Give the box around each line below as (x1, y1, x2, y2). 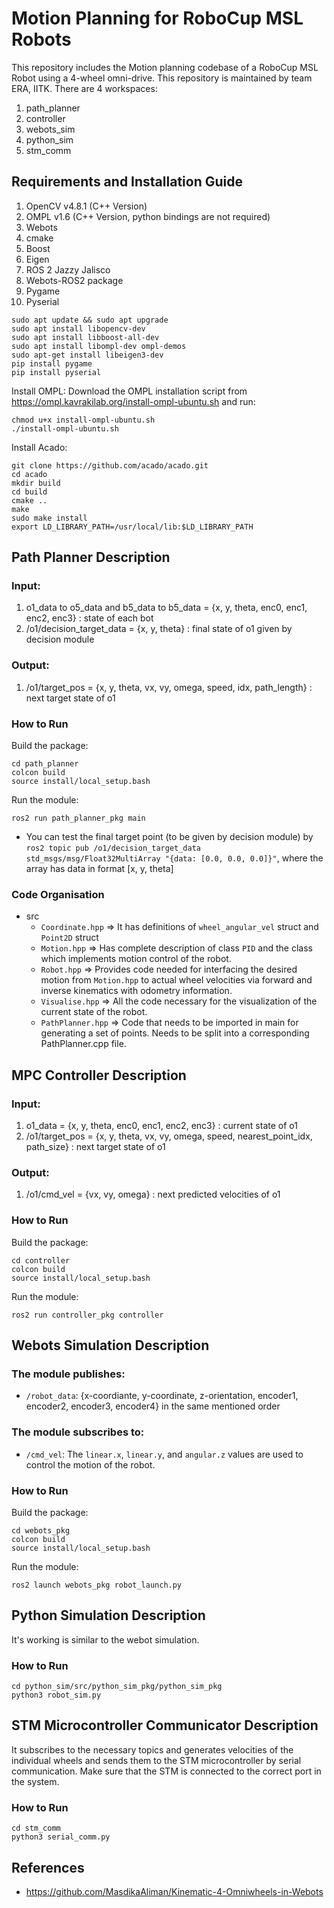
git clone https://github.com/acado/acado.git (11, 460, 209, 471)
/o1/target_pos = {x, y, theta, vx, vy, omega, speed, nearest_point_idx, (25, 1130, 313, 1142)
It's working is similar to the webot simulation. (11, 1633, 200, 1646)
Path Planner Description (11, 549, 171, 566)
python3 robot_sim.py (11, 1690, 102, 1700)
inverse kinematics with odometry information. (40, 985, 233, 997)
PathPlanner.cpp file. (40, 1038, 127, 1050)
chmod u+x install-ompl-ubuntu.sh (11, 415, 156, 425)
